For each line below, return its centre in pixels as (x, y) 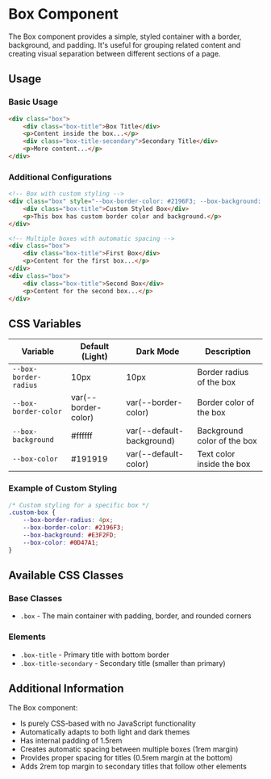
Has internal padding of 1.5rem (71, 741)
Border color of (226, 402)
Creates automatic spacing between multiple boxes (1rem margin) (129, 749)
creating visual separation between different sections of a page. (115, 53)
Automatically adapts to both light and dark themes (105, 732)
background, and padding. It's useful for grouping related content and (125, 44)
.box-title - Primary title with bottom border (95, 655)
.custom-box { (32, 513)
